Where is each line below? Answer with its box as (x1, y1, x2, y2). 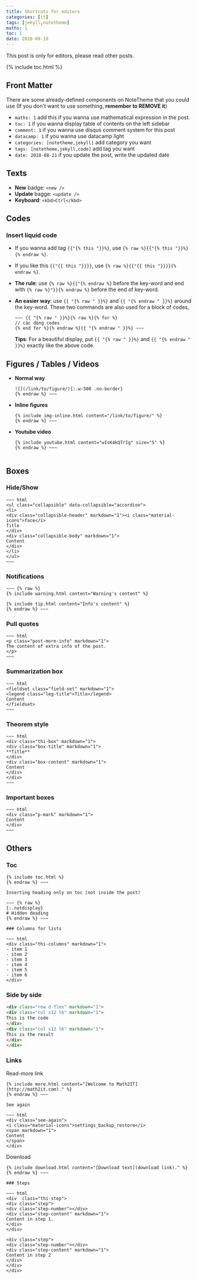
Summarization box (6, 667, 64, 675)
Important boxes (6, 793, 55, 801)
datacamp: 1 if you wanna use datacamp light (14, 132, 125, 139)
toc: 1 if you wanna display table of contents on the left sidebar (14, 120, 170, 127)
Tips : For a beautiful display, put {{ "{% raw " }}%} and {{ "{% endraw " (14, 336, 191, 343)
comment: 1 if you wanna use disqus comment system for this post (14, 126, 175, 133)
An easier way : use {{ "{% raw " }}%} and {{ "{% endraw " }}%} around (14, 298, 192, 305)
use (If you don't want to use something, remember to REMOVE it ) (6, 102, 168, 109)
